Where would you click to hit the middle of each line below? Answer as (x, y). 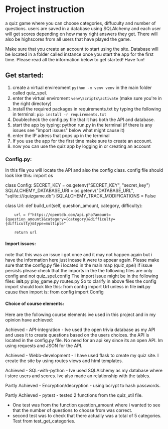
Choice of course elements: (35, 303)
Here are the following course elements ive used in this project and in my (80, 314)
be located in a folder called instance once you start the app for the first (79, 54)
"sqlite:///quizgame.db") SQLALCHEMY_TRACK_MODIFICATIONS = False (81, 196)
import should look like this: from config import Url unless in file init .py (78, 287)
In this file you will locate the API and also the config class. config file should (84, 170)
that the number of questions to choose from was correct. (72, 410)
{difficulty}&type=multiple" (36, 224)
